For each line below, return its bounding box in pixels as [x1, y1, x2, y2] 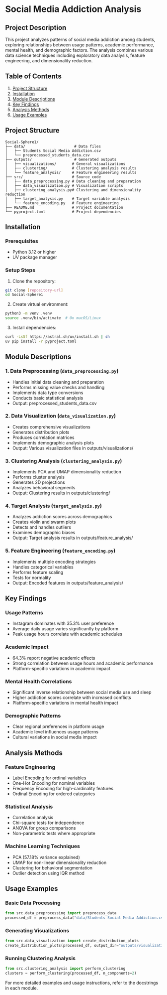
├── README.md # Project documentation [5, 205, 123, 210]
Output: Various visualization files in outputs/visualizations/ [12, 445, 134, 451]
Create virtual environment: [12, 301, 69, 307]
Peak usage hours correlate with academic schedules [12, 631, 123, 637]
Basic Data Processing [5, 899, 61, 906]
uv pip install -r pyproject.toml [5, 339, 77, 344]
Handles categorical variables [12, 564, 74, 570]
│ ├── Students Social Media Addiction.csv [5, 148, 101, 153]
